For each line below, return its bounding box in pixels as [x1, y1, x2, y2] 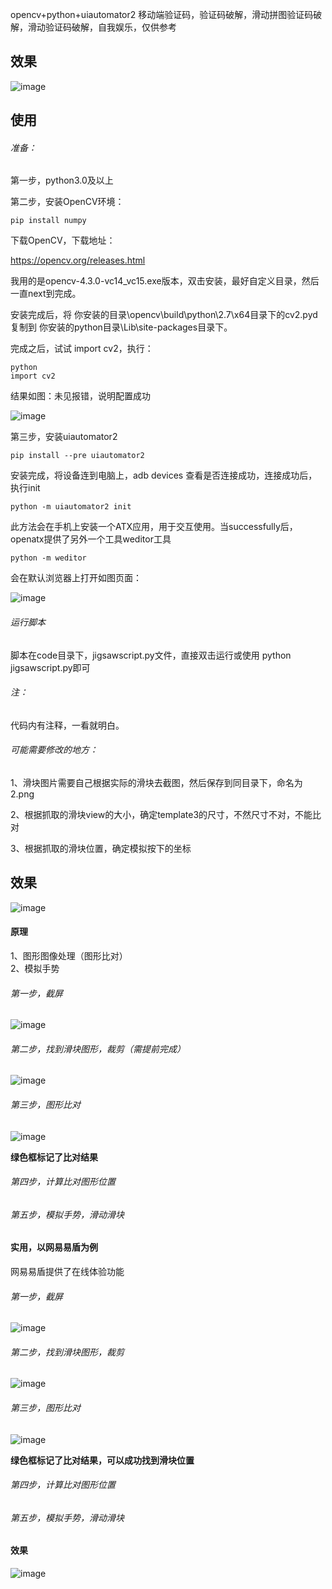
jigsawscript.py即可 [10, 661, 91, 673]
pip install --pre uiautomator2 [10, 451, 145, 461]
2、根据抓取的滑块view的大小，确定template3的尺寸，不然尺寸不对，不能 [10, 809, 313, 821]
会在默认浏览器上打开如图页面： [10, 572, 142, 584]
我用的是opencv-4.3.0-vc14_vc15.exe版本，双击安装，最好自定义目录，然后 [10, 275, 320, 287]
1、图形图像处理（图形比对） [10, 950, 128, 962]
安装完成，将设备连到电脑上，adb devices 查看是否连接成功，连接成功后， [10, 469, 318, 482]
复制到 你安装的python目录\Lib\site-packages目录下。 [10, 321, 233, 333]
